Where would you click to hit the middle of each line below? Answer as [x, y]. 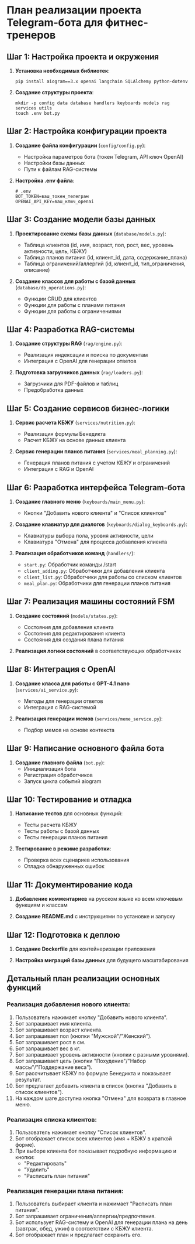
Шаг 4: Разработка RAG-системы [71, 329]
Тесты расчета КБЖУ [51, 825]
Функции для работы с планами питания [74, 305]
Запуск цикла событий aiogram [62, 781]
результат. [28, 1079]
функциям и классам [41, 905]
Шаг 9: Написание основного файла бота [86, 748]
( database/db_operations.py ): [51, 287]
